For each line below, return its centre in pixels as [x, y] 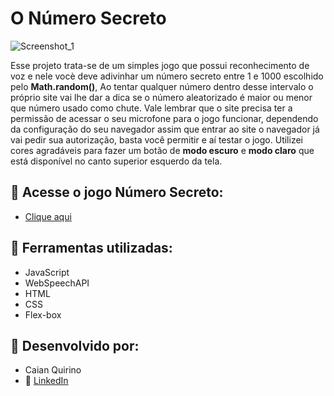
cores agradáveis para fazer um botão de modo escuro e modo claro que [162, 150]
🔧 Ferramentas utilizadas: [91, 248]
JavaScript [47, 272]
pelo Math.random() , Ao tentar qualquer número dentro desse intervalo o [162, 86]
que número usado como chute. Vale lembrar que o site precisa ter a [151, 108]
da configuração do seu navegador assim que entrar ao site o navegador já [165, 129]
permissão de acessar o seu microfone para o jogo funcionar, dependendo [164, 118]
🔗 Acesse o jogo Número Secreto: [117, 192]
